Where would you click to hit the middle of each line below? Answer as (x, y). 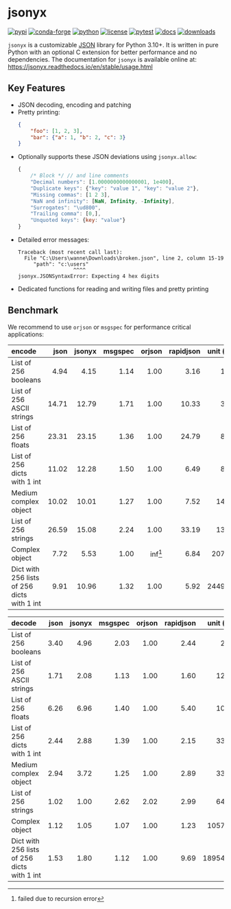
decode (24, 623)
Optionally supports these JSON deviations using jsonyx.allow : (107, 157)
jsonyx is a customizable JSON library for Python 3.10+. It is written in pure (113, 45)
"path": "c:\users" (61, 264)
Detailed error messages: (53, 240)
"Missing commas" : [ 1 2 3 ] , (70, 195)
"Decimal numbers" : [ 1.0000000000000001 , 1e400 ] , (102, 182)
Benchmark (33, 311)
